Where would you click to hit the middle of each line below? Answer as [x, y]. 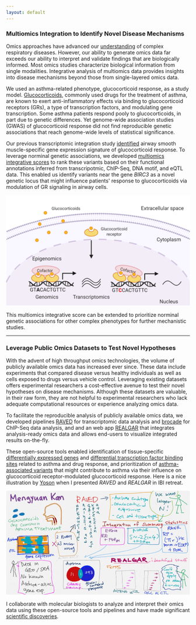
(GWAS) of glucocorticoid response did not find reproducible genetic [89, 126]
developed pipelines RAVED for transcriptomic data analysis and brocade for [98, 422]
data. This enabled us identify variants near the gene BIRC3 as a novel [90, 174]
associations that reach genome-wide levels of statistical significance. [90, 132]
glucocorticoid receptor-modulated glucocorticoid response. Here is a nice [96, 476]
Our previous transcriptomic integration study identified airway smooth [91, 143]
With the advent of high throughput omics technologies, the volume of [90, 361]
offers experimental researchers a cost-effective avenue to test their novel [95, 385]
